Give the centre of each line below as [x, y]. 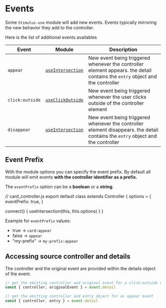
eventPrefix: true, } [24, 201]
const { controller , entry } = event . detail [52, 301]
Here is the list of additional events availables [51, 37]
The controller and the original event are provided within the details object [80, 268]
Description [123, 49]
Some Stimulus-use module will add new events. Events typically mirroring [81, 22]
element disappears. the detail [123, 129]
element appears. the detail [120, 70]
